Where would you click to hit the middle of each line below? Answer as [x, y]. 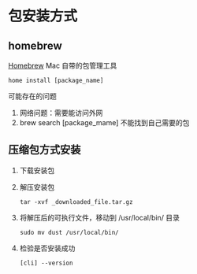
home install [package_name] [56, 80]
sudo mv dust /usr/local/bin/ [69, 232]
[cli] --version [46, 263]
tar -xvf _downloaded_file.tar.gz [76, 202]
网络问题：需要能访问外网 [61, 113]
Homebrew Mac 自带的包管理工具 [63, 65]
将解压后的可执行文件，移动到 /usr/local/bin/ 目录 [99, 217]
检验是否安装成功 [47, 248]
